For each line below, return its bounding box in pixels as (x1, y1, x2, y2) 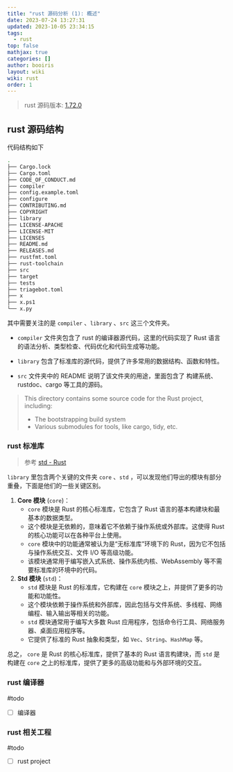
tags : (7, 29, 23, 37)
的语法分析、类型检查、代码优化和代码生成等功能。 (17, 342, 164, 351)
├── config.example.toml (7, 189, 79, 196)
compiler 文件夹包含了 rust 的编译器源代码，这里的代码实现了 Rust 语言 (17, 334, 221, 342)
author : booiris (7, 62, 54, 69)
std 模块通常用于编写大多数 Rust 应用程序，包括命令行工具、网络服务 (27, 618, 225, 626)
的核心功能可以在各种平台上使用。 (27, 531, 126, 539)
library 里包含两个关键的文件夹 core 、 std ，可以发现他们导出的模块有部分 (7, 473, 222, 481)
